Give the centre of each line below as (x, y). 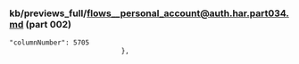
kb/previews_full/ (48, 13)
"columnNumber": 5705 (50, 43)
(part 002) (48, 24)
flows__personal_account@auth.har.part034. (188, 13)
